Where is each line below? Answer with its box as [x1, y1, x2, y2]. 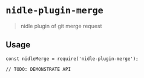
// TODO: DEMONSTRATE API [5, 66, 71, 72]
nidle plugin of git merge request [20, 22, 102, 29]
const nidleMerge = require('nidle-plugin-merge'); [5, 56, 139, 62]
